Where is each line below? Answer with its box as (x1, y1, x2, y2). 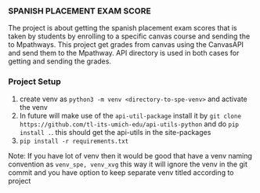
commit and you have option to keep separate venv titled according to (8, 167, 234, 177)
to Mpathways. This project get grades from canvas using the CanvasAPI (8, 40, 244, 49)
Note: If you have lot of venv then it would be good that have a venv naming (8, 151, 253, 160)
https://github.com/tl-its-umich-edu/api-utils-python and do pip (19, 119, 240, 129)
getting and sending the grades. (8, 56, 112, 66)
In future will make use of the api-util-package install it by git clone (19, 111, 241, 120)
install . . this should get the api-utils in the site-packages (19, 127, 211, 137)
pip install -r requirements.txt (19, 137, 129, 145)
